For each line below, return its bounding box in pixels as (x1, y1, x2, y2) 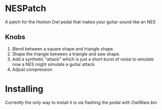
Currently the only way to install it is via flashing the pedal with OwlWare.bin (5, 99, 157, 105)
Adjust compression (12, 66, 53, 72)
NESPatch (5, 3, 46, 14)
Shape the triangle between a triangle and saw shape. (12, 51, 121, 57)
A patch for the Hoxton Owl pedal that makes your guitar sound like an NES (5, 19, 156, 25)
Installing (5, 83, 44, 94)
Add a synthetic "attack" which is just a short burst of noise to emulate (12, 56, 154, 62)
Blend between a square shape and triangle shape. (12, 46, 114, 51)
